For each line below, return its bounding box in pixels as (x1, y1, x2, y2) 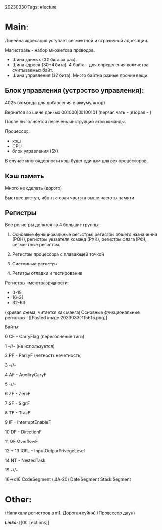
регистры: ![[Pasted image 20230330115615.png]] (5, 315, 107, 321)
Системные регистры (12, 261, 58, 267)
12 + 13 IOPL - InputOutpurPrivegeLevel (5, 448, 85, 454)
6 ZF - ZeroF (5, 391, 31, 397)
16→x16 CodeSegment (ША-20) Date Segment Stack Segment (5, 476, 131, 482)
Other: (5, 494, 32, 505)
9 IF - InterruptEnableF (5, 419, 51, 425)
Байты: (5, 324, 20, 330)
